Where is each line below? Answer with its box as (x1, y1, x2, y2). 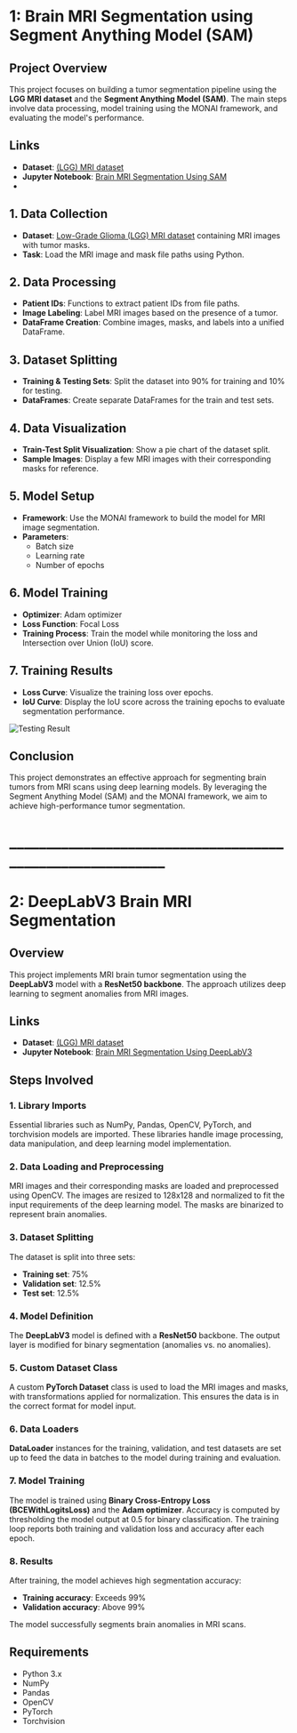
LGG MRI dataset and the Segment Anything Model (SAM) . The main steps (9, 93, 287, 104)
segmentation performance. (21, 705, 125, 717)
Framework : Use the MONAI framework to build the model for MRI (21, 512, 266, 523)
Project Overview (9, 60, 108, 76)
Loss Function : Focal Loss (21, 618, 120, 629)
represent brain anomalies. (9, 1209, 108, 1220)
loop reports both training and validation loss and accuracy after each (9, 1523, 265, 1534)
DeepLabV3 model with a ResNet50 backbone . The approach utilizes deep (9, 978, 286, 989)
